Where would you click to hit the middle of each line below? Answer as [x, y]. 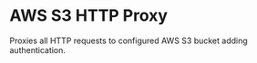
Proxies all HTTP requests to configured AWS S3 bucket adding [128, 40]
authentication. [38, 49]
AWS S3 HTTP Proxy [89, 16]
